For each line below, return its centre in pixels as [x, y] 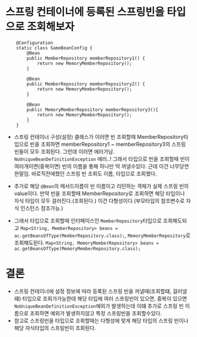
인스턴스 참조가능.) [42, 208]
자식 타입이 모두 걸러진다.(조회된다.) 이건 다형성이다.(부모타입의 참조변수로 [99, 201]
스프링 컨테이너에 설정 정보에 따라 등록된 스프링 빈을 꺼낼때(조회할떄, [93, 291]
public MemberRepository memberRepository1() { [86, 58]
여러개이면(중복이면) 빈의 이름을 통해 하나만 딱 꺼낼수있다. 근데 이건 [91, 166]
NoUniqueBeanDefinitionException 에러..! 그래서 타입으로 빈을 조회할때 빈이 [102, 159]
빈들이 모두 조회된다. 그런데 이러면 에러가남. [64, 151]
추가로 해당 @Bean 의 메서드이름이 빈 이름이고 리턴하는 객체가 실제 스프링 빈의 [101, 186]
